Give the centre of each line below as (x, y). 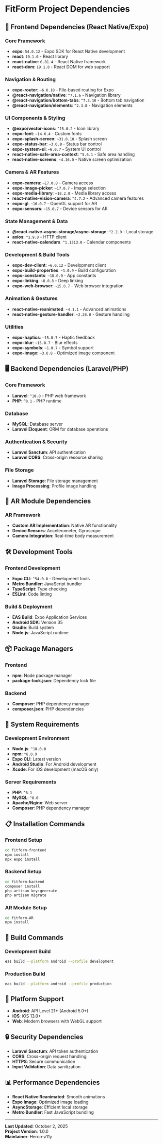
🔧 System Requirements (42, 724)
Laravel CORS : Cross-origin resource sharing (57, 457)
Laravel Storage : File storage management (55, 481)
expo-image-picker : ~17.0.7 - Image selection (59, 188)
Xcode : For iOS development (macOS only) (55, 769)
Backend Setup (24, 872)
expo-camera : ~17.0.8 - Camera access (53, 183)
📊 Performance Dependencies (53, 1083)
